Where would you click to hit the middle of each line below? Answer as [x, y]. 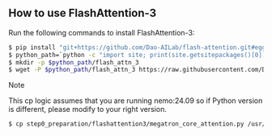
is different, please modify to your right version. [88, 109]
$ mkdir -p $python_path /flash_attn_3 [74, 62]
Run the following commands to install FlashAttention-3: [102, 32]
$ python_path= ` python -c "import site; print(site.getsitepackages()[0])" [139, 55]
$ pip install [32, 47]
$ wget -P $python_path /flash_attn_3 [72, 70]
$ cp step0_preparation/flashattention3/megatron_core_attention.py [126, 124]
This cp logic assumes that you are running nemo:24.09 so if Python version [136, 101]
